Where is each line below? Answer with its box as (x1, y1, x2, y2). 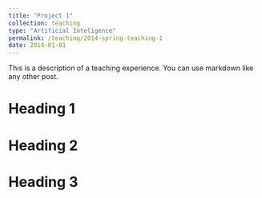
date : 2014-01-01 (8, 42, 67, 49)
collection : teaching (8, 19, 81, 27)
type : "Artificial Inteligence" (8, 26, 116, 34)
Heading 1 (8, 100, 76, 118)
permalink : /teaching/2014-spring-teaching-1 (8, 34, 163, 42)
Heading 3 (8, 172, 79, 191)
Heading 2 (8, 137, 79, 154)
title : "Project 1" (8, 11, 74, 20)
